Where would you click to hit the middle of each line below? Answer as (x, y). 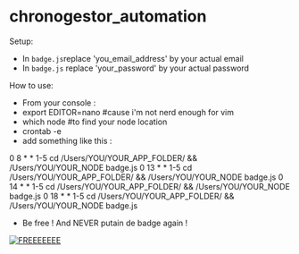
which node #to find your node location (95, 122)
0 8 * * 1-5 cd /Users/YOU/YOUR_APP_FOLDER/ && (104, 157)
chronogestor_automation (108, 17)
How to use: (31, 85)
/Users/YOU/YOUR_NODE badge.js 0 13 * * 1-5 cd (101, 167)
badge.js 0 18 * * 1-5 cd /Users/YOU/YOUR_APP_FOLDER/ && (122, 196)
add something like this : (67, 140)
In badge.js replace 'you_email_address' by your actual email (133, 58)
